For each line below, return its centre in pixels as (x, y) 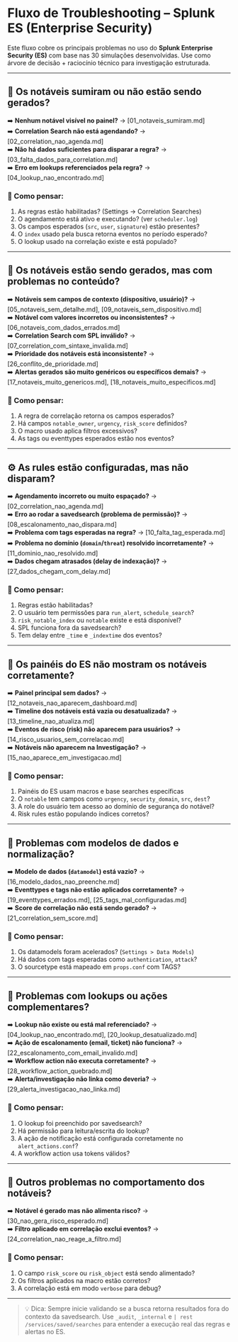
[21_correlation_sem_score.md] (53, 918)
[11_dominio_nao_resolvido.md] (53, 553)
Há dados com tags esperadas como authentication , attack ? (107, 960)
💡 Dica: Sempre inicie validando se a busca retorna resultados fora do (127, 1308)
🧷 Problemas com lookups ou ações (87, 996)
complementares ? (49, 1007)
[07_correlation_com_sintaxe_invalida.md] (68, 345)
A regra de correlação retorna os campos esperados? (96, 416)
